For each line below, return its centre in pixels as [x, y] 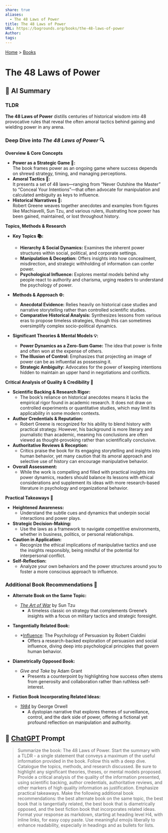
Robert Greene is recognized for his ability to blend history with [85, 424]
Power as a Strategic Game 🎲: [44, 163]
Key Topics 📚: [28, 236]
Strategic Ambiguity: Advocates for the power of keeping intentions [91, 367]
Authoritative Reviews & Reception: [50, 445]
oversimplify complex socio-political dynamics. [68, 326]
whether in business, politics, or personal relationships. [77, 534]
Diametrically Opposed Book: [44, 661]
